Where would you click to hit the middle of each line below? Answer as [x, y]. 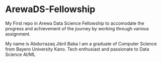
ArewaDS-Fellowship [50, 9]
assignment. [18, 34]
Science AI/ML [20, 54]
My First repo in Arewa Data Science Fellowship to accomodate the [75, 23]
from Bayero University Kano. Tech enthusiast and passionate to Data [77, 49]
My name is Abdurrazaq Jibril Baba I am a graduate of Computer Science [81, 43]
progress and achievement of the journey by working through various [77, 28]
